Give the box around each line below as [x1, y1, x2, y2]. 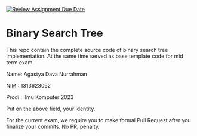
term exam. [6, 58, 34, 66]
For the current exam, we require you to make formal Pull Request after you [6, 116, 191, 123]
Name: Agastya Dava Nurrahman [6, 70, 88, 78]
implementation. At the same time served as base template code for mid [6, 52, 183, 60]
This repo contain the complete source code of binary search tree [6, 46, 168, 53]
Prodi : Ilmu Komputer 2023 [6, 93, 74, 101]
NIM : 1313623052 [6, 82, 51, 89]
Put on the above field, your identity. [6, 105, 96, 112]
